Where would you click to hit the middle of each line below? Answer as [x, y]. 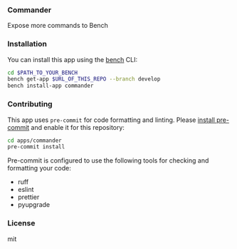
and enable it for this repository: [78, 127]
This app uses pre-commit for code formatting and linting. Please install [111, 120]
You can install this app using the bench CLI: [73, 59]
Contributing [30, 104]
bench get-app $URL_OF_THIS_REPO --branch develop [84, 79]
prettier [28, 197]
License [21, 223]
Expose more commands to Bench [58, 26]
